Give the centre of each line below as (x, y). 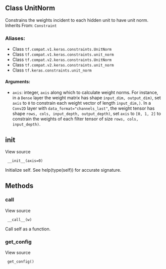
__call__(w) (20, 220)
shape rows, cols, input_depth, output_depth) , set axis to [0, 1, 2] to (86, 114)
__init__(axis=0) (25, 161)
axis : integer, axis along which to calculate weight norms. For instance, (85, 93)
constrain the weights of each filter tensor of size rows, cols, (75, 119)
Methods (19, 186)
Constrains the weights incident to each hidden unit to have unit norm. (77, 20)
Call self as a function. (28, 229)
